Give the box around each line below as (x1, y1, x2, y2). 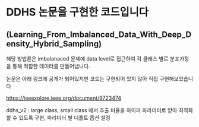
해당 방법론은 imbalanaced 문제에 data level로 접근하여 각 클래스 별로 (6, 55, 169, 62)
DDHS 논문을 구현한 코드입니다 (6, 5, 149, 19)
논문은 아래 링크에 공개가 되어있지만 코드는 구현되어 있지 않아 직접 (6, 75, 159, 82)
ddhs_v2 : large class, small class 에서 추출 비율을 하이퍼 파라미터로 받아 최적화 (6, 107, 193, 113)
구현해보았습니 (159, 75, 194, 82)
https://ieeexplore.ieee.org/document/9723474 (6, 94, 122, 101)
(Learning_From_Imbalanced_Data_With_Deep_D (6, 29, 192, 39)
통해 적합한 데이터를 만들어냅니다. (12, 63, 90, 69)
